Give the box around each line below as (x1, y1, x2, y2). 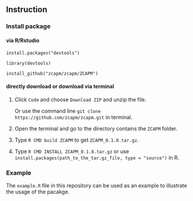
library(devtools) (6, 60, 51, 66)
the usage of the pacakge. (6, 188, 70, 196)
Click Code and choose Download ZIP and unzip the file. (14, 96, 147, 103)
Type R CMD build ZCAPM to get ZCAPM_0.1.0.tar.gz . (14, 136, 139, 143)
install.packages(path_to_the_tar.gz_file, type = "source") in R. (14, 154, 180, 161)
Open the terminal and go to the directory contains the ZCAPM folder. (14, 125, 178, 132)
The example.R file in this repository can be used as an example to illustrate (6, 182, 188, 189)
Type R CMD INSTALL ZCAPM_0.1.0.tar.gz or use (14, 148, 129, 155)
